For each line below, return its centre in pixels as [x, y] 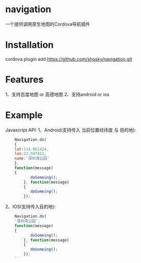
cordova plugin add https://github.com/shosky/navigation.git [69, 59]
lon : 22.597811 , [31, 154]
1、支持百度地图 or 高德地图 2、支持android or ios [57, 94]
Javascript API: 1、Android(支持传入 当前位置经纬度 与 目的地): [71, 130]
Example [24, 115]
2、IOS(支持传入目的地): [31, 207]
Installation [30, 45]
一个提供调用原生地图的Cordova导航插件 [48, 24]
